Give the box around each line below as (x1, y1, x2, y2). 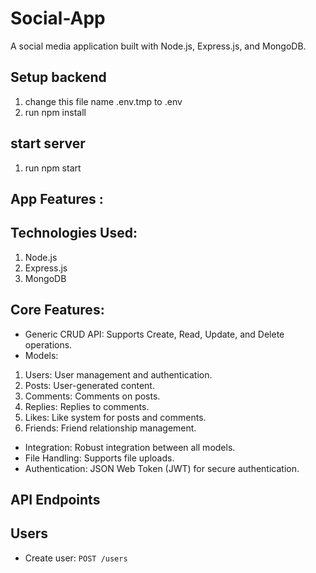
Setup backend (10, 69, 107, 86)
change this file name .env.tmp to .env (24, 95, 183, 107)
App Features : (10, 190, 104, 207)
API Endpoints (10, 491, 101, 508)
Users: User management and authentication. (24, 368, 213, 381)
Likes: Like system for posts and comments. (24, 411, 207, 423)
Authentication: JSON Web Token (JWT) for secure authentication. (24, 462, 300, 474)
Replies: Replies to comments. (24, 400, 150, 412)
